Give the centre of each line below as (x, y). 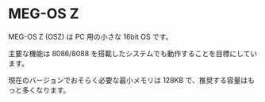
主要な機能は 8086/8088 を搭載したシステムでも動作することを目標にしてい (133, 53)
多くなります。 (46, 90)
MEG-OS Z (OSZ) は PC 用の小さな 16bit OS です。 (90, 36)
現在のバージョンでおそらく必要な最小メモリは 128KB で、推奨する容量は (128, 80)
